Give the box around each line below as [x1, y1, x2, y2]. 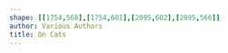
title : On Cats [9, 30, 67, 39]
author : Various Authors [9, 22, 103, 31]
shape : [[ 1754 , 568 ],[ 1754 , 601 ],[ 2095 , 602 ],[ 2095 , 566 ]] [9, 13, 221, 22]
